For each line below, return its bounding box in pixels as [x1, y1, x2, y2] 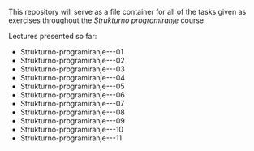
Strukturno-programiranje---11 [19, 133, 123, 143]
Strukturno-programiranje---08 [19, 107, 126, 117]
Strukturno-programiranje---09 [19, 116, 126, 125]
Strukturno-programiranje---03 [19, 64, 126, 74]
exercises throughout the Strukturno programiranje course [8, 15, 204, 25]
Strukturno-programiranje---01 [19, 47, 124, 56]
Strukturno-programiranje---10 [19, 125, 124, 134]
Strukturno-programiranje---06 [19, 90, 126, 100]
